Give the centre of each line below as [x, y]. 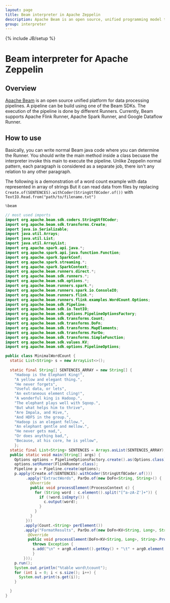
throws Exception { [53, 544]
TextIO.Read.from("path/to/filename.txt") [51, 197]
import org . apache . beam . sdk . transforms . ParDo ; [55, 333]
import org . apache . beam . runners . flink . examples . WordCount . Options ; [78, 300]
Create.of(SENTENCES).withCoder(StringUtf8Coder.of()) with [69, 192]
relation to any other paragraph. [38, 172]
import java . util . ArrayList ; [36, 244]
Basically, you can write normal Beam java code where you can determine [82, 150]
